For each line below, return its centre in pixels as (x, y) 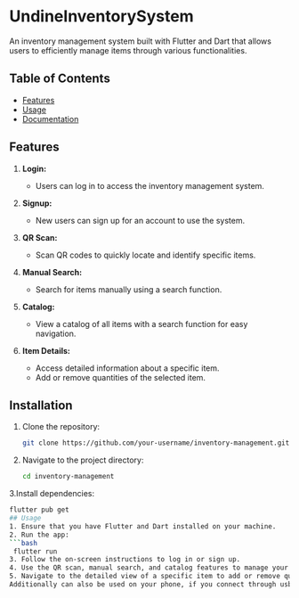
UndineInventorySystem (101, 16)
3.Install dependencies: (52, 494)
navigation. (56, 333)
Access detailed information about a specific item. (127, 368)
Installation (41, 405)
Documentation (50, 119)
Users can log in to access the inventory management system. (150, 185)
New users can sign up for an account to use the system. (140, 220)
